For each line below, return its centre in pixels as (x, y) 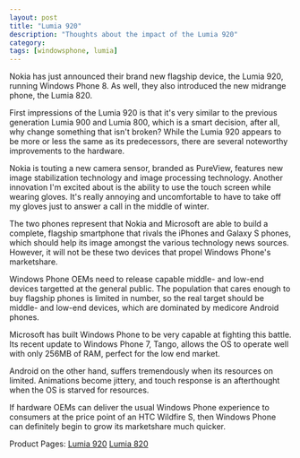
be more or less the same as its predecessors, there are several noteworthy (149, 142)
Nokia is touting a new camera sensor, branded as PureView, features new (146, 169)
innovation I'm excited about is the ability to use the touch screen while (140, 187)
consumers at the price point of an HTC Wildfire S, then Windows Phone (143, 417)
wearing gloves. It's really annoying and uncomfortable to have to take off (146, 197)
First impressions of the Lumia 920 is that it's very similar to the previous (143, 113)
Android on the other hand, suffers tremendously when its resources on (141, 371)
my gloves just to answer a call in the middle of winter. (109, 206)
